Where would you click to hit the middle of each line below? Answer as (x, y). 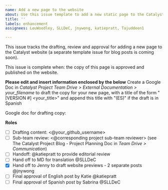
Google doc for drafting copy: (36, 113)
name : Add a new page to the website (44, 10)
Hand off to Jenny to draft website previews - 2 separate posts (77, 166)
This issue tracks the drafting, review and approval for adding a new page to (84, 47)
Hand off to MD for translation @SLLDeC (54, 160)
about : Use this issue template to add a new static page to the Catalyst (85, 14)
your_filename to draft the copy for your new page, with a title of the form (81, 93)
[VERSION (16, 98)
